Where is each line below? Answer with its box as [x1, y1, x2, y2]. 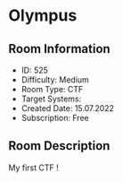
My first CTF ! [8, 162, 59, 173]
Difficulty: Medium [20, 74, 90, 85]
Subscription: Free [20, 113, 90, 123]
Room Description [8, 138, 111, 153]
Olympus [8, 5, 78, 26]
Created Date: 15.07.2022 [20, 103, 115, 113]
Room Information [8, 41, 111, 56]
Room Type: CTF [20, 84, 84, 94]
